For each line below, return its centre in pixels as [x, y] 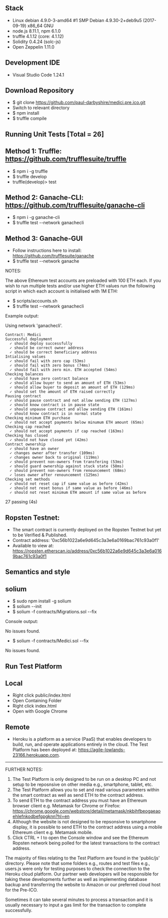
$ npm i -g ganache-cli [36, 217]
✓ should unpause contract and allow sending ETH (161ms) [71, 409]
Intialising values [25, 357]
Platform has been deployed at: [45, 750]
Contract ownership [25, 444]
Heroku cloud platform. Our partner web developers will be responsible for [82, 874]
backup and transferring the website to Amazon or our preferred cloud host [83, 885]
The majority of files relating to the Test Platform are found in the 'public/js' [82, 858]
